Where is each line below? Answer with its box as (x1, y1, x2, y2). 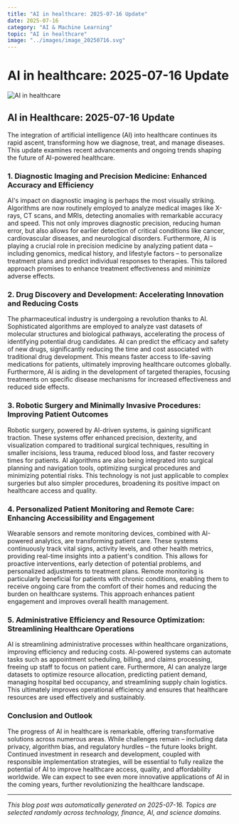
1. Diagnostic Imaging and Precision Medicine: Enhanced (7, 171, 208, 181)
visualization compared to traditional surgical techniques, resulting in (7, 441, 209, 449)
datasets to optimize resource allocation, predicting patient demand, (7, 670, 208, 679)
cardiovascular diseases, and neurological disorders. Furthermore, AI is (7, 234, 217, 243)
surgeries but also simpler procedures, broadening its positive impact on (7, 479, 221, 487)
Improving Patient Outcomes (7, 410, 109, 419)
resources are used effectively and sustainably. (7, 693, 146, 702)
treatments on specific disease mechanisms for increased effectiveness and (7, 375, 231, 384)
